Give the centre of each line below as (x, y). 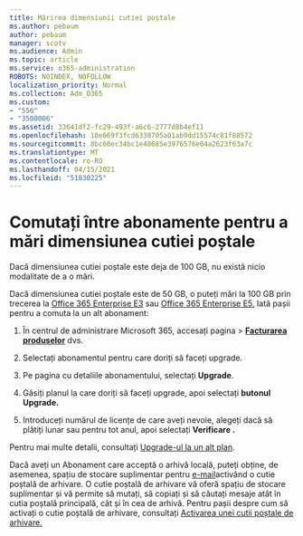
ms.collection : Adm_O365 (56, 93)
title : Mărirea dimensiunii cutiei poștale (93, 18)
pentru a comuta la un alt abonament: (79, 313)
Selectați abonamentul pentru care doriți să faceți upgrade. (133, 358)
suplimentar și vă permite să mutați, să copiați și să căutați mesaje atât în (145, 493)
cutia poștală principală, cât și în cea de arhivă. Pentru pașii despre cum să (149, 503)
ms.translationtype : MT (54, 152)
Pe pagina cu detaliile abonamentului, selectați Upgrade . (128, 376)
